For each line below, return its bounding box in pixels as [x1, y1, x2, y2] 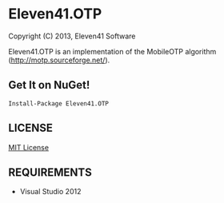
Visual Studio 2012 [19, 187, 82, 197]
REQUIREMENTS [8, 165, 92, 179]
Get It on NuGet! [8, 78, 90, 92]
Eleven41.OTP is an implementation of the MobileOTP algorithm [8, 46, 217, 56]
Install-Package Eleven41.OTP [8, 99, 110, 108]
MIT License [8, 142, 50, 152]
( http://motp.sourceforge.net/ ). [8, 55, 110, 65]
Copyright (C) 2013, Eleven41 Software [8, 31, 136, 41]
